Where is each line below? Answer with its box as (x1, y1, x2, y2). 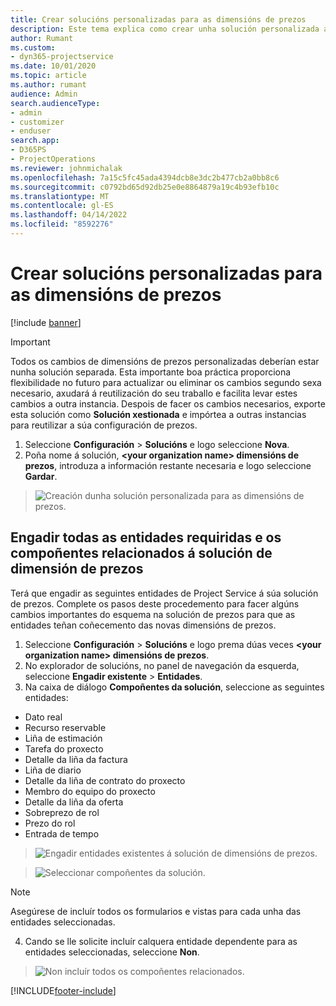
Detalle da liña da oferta (24, 796, 124, 808)
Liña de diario (24, 764, 82, 776)
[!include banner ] (10, 316, 82, 328)
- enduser (10, 126, 52, 136)
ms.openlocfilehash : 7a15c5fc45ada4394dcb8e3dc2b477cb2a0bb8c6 (10, 172, 280, 183)
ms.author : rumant (10, 80, 87, 90)
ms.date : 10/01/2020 (10, 61, 97, 71)
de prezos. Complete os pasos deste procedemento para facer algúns (10, 597, 300, 610)
